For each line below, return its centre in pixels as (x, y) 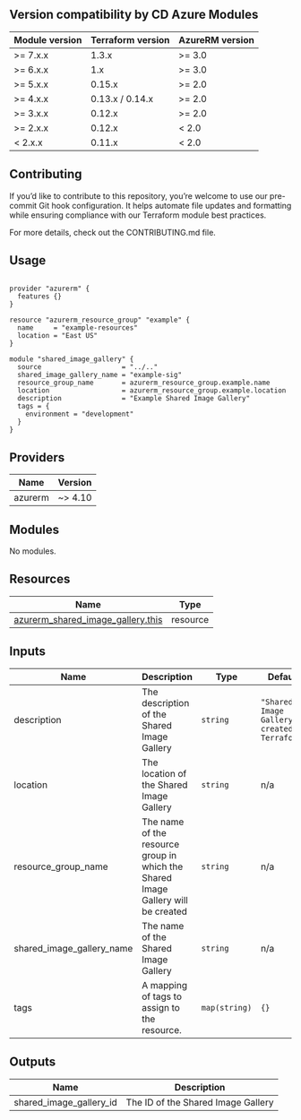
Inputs (28, 652)
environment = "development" (80, 414)
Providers (37, 457)
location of (164, 773)
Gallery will (165, 900)
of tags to (162, 996)
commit (23, 205)
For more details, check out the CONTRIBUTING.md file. (113, 232)
